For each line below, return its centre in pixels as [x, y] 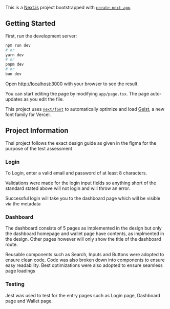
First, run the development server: [41, 36]
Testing [15, 284]
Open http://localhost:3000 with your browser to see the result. [72, 84]
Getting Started [30, 23]
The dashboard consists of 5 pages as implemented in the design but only [84, 228]
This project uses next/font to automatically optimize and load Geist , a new [85, 109]
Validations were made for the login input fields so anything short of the [81, 183]
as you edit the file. [44, 99]
